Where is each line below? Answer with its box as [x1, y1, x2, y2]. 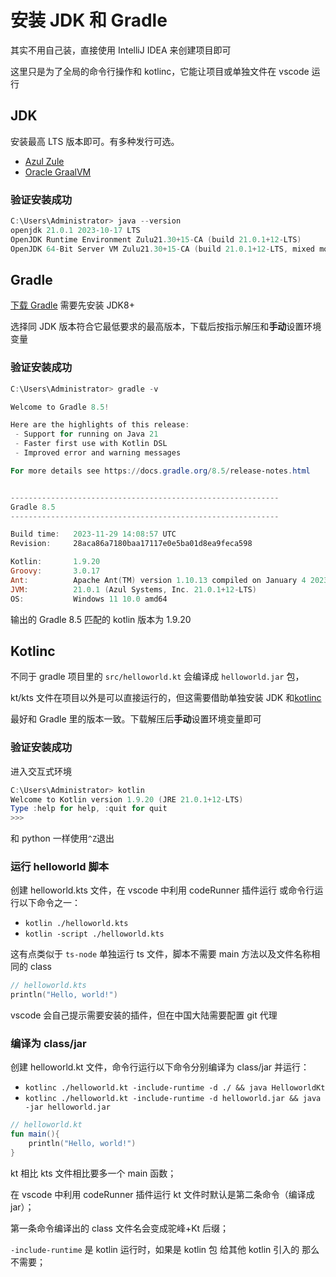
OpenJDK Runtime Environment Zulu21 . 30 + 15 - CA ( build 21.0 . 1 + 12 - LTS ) [10, 234, 302, 245]
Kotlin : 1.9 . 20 [10, 557, 101, 567]
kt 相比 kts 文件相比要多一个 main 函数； [10, 1167, 177, 1179]
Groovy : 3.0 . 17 [10, 566, 101, 576]
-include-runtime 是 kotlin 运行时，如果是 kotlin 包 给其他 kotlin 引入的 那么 [10, 1243, 320, 1255]
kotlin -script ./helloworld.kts [24, 929, 165, 940]
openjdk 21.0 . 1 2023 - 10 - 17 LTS [10, 225, 141, 235]
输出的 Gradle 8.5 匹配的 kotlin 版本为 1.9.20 [10, 613, 192, 625]
